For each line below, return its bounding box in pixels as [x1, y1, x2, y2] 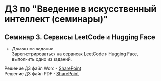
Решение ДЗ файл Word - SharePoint [4, 65, 81, 71]
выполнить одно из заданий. [11, 56, 72, 62]
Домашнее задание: [11, 46, 55, 51]
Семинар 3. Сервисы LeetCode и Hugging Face [4, 33, 155, 41]
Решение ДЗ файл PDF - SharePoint [4, 71, 79, 76]
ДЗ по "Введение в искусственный [4, 3, 157, 15]
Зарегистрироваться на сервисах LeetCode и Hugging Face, [11, 51, 138, 57]
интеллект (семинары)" [4, 14, 108, 25]
